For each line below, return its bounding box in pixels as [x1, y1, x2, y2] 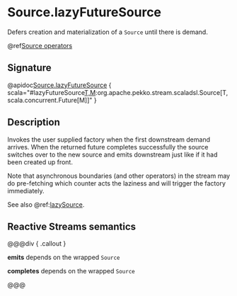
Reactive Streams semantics [7, 220, 137, 232]
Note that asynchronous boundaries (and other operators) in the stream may [7, 171, 231, 180]
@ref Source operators [7, 41, 73, 50]
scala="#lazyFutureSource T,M [7, 88, 96, 96]
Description [7, 116, 60, 128]
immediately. [7, 186, 45, 195]
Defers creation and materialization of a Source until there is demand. [7, 28, 209, 36]
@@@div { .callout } [7, 239, 67, 248]
